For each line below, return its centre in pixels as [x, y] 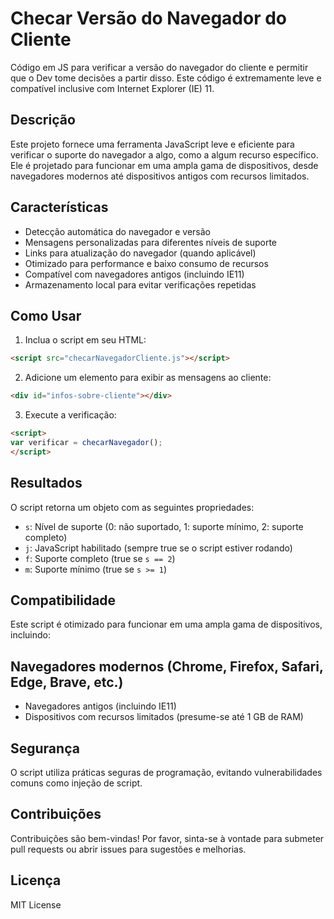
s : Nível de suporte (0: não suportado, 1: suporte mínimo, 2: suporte [164, 526]
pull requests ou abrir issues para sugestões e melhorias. [128, 849]
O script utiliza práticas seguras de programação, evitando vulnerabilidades [166, 772]
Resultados [46, 483]
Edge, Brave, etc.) [67, 682]
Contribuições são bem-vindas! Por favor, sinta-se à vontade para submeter [167, 838]
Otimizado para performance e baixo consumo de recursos [146, 263]
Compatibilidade [63, 600]
